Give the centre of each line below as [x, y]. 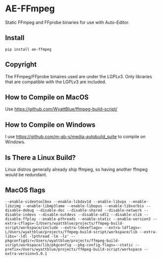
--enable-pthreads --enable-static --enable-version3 [95, 219]
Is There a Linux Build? [41, 157]
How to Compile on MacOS [47, 97]
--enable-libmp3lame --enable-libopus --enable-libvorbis [83, 206]
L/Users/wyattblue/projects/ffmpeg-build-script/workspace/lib [71, 232]
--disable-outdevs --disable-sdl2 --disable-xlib [90, 214]
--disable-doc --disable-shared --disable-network [89, 210]
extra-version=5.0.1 [26, 254]
